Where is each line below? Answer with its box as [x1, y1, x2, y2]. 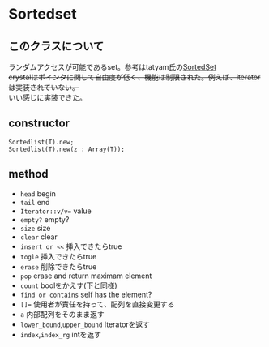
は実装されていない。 [8, 83, 79, 92]
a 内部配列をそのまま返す [19, 309, 105, 319]
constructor [8, 117, 70, 131]
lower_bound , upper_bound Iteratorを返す [19, 319, 151, 329]
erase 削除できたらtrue [19, 261, 97, 272]
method [8, 167, 49, 181]
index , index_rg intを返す [19, 329, 102, 339]
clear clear [19, 232, 58, 242]
